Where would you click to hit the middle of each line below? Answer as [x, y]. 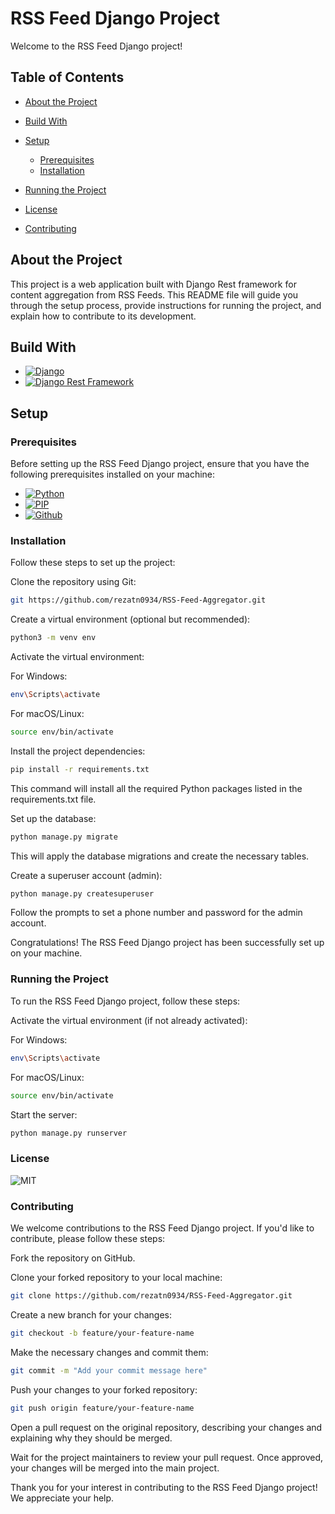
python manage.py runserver [69, 1133]
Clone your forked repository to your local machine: [116, 1277]
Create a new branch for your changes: [91, 1314]
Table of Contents [67, 77]
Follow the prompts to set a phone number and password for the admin [156, 913]
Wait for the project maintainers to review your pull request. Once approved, [167, 1457]
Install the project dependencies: [78, 751]
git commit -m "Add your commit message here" [109, 1370]
